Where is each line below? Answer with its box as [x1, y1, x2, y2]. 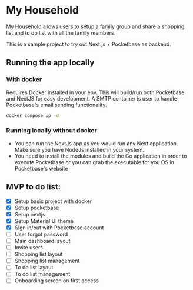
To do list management [14, 271, 71, 278]
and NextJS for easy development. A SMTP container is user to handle [6, 95, 178, 102]
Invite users [14, 244, 43, 251]
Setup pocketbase [14, 204, 59, 211]
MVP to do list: [6, 182, 61, 192]
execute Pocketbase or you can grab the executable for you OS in [14, 158, 175, 165]
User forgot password [14, 231, 68, 238]
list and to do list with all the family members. [6, 29, 116, 36]
